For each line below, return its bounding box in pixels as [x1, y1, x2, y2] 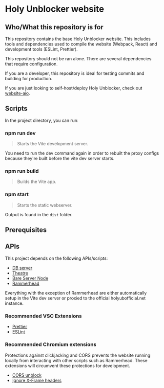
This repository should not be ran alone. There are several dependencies [5, 56, 152, 62]
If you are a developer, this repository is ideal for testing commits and [5, 70, 144, 76]
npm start [5, 191, 29, 198]
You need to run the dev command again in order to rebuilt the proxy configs [5, 150, 159, 156]
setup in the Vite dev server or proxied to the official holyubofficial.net [5, 295, 146, 301]
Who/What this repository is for [5, 23, 103, 31]
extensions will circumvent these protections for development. [5, 363, 130, 368]
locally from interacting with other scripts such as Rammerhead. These [5, 357, 148, 363]
